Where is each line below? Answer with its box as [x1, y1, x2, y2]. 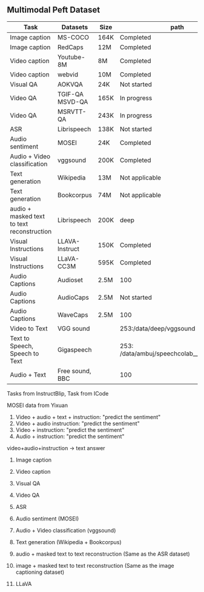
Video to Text [10, 324, 48, 332]
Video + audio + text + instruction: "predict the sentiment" [15, 413, 161, 420]
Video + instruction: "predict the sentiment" [15, 426, 125, 433]
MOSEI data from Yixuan [7, 402, 68, 409]
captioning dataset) [15, 568, 65, 576]
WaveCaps [57, 311, 88, 319]
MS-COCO [57, 33, 90, 41]
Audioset [57, 275, 84, 284]
